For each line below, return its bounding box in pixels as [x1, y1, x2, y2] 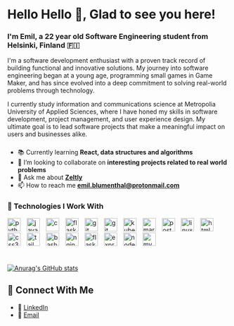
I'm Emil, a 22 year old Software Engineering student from [7, 32, 209, 42]
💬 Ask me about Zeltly [17, 173, 83, 182]
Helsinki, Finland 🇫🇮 [7, 40, 80, 50]
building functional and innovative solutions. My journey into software [7, 64, 209, 73]
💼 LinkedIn [17, 303, 48, 311]
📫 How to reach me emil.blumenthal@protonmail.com [17, 181, 180, 190]
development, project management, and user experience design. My [7, 115, 206, 123]
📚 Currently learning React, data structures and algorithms [17, 148, 193, 157]
